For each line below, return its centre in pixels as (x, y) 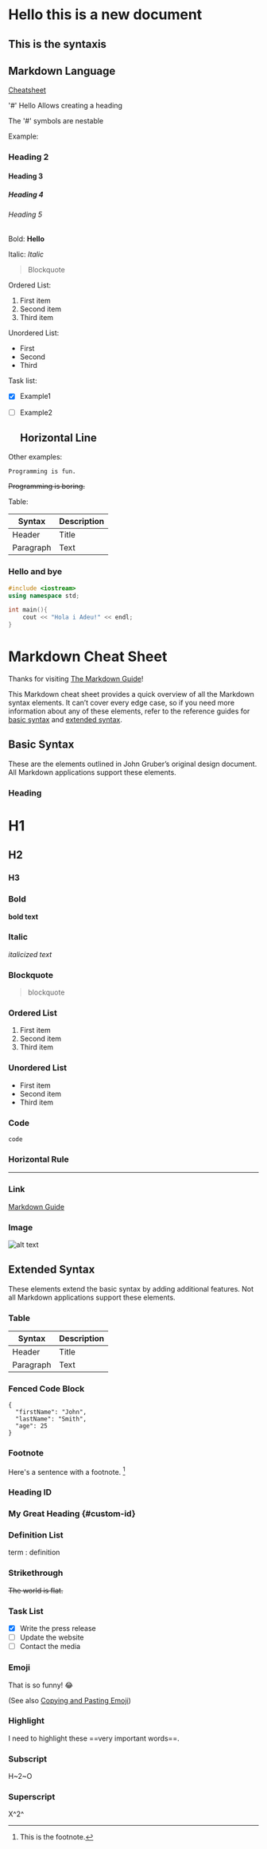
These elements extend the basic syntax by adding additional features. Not (131, 1288)
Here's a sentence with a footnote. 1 (67, 1471)
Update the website (52, 1637)
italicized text (30, 954)
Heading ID (30, 1492)
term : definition (34, 1552)
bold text (23, 917)
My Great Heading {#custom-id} (72, 1514)
